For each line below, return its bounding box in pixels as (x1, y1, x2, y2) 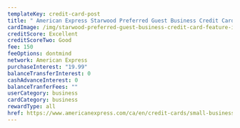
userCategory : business (7, 90, 79, 97)
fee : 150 (7, 43, 34, 50)
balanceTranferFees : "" (7, 83, 79, 90)
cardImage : (7, 23, 40, 31)
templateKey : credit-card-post (7, 10, 101, 18)
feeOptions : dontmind (7, 50, 72, 58)
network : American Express (7, 57, 88, 64)
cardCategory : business (7, 97, 79, 104)
